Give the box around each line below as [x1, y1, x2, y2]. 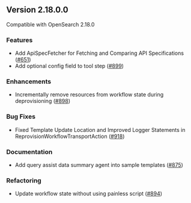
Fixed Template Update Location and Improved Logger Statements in [14, 126, 186, 133]
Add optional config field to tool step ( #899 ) [14, 63, 124, 70]
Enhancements [6, 78, 52, 86]
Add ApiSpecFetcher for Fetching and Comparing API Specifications [14, 49, 184, 57]
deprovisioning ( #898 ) [14, 98, 71, 105]
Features [6, 36, 33, 44]
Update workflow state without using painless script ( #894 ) [14, 190, 163, 198]
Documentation [6, 148, 53, 156]
